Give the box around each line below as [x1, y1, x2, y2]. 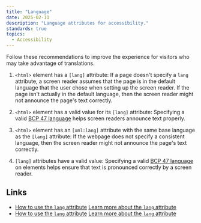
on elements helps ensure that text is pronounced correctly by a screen [14, 163, 192, 171]
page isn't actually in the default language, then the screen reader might [14, 91, 194, 97]
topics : [6, 31, 26, 37]
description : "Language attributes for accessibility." [6, 20, 149, 26]
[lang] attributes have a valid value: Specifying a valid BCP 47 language [14, 157, 194, 164]
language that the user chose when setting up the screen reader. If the [14, 84, 190, 91]
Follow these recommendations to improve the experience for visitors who [6, 53, 190, 60]
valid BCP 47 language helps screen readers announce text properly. [14, 115, 186, 122]
